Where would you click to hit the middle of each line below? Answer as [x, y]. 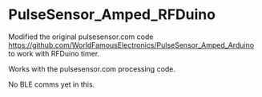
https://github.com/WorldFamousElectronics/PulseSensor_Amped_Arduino [131, 45]
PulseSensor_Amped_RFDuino [112, 15]
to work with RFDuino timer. [54, 53]
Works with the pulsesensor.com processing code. [92, 68]
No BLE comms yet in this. [52, 84]
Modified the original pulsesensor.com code [81, 37]
